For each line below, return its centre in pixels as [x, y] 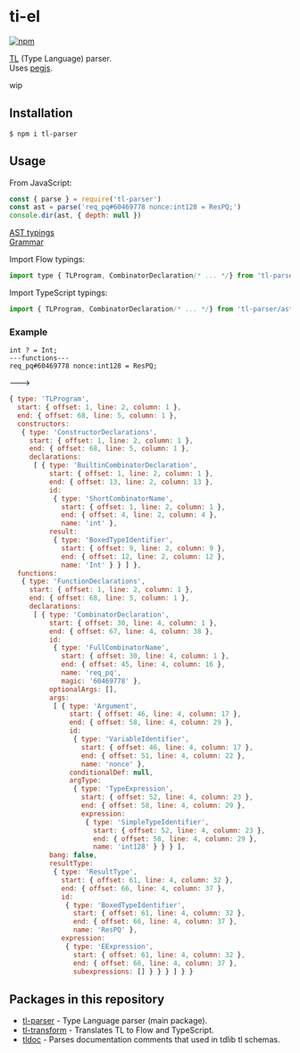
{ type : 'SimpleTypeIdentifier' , [147, 822]
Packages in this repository [87, 999]
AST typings [32, 233]
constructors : [43, 424]
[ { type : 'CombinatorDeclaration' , [101, 614]
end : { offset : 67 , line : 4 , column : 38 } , [131, 631]
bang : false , [73, 855]
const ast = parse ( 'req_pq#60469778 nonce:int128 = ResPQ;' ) [125, 207]
